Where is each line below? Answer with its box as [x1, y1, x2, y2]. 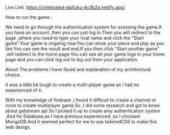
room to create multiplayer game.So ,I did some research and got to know [5, 102, 160, 109]
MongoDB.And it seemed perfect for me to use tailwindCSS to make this [5, 119, 157, 124]
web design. [5, 124, 32, 130]
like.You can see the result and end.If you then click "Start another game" [5, 46, 160, 51]
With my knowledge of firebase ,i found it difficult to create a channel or [5, 97, 157, 103]
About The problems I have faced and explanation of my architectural [5, 66, 151, 72]
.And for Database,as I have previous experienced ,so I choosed [5, 113, 140, 119]
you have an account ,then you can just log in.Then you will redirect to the [5, 30, 161, 35]
